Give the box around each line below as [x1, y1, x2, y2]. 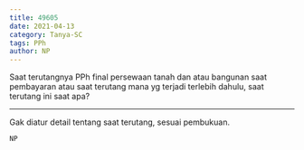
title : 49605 [9, 13, 59, 23]
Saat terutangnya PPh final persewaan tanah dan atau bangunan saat [9, 71, 268, 82]
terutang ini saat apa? [9, 91, 90, 102]
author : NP [9, 47, 51, 56]
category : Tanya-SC [9, 30, 83, 39]
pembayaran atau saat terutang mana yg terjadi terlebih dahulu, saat [9, 81, 264, 92]
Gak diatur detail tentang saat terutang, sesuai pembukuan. [9, 117, 231, 127]
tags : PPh [9, 38, 47, 48]
